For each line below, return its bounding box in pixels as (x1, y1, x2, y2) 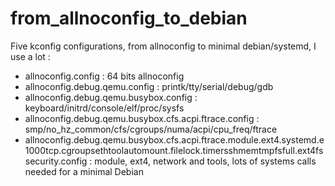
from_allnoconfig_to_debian (10, 7, 248, 30)
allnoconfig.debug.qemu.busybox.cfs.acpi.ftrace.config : (24, 112, 260, 124)
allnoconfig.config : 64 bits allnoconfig (24, 70, 185, 82)
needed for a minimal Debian (24, 165, 144, 177)
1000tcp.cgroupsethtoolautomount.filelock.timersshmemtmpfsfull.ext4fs (24, 144, 324, 156)
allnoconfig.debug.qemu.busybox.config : (24, 91, 198, 103)
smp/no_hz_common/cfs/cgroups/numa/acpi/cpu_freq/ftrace (24, 123, 278, 135)
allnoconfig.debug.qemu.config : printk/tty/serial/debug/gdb (24, 80, 274, 92)
